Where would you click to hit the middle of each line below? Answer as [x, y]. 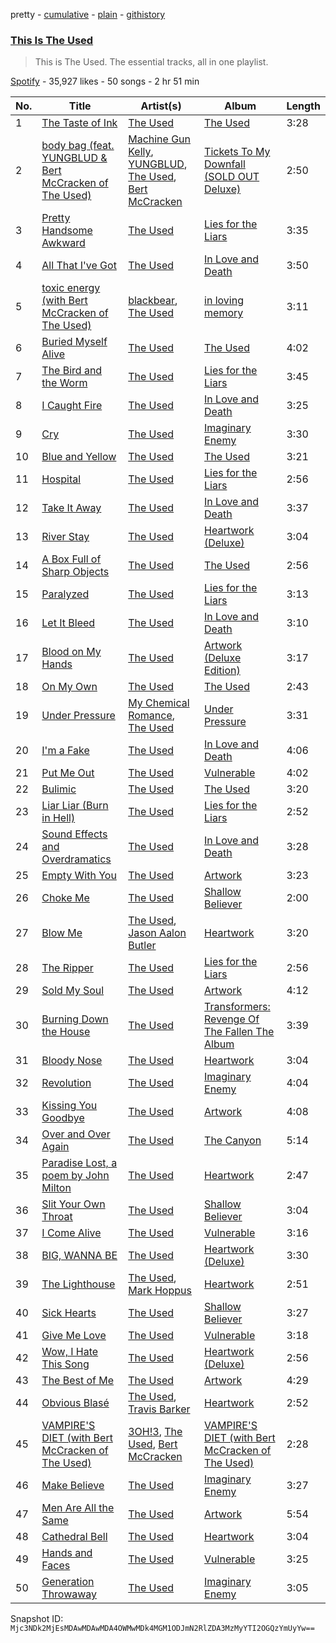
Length [303, 106]
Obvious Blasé [75, 1403]
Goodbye [63, 1118]
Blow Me [62, 933]
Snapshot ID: [37, 1619]
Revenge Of [232, 1019]
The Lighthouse [78, 1284]
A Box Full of [71, 559]
